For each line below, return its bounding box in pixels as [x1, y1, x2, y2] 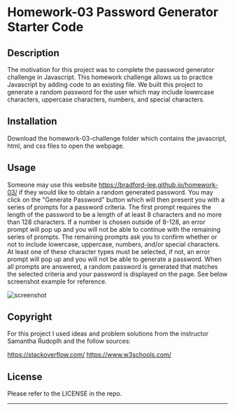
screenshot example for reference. [7, 277, 107, 286]
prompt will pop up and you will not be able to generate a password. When [7, 255, 222, 263]
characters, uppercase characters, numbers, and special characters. [7, 95, 205, 104]
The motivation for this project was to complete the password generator [7, 66, 215, 74]
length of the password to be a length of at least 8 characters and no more [7, 210, 222, 218]
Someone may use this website [7, 180, 97, 189]
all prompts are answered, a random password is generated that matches [7, 262, 218, 270]
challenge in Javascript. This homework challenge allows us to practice [7, 73, 213, 81]
